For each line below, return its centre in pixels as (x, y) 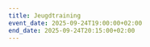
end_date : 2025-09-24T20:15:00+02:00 (72, 30)
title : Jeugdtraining (45, 16)
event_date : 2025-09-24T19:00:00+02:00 (75, 23)
